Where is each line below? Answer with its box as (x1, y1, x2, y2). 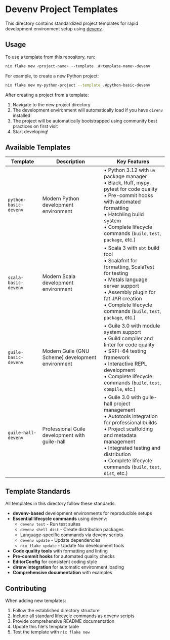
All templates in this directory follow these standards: (5, 500, 116, 507)
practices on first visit (12, 123, 58, 129)
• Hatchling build (103, 211, 144, 218)
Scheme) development (42, 354, 97, 361)
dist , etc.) (103, 470, 128, 477)
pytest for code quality (103, 186, 158, 193)
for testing (103, 270, 129, 277)
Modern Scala (42, 273, 76, 280)
